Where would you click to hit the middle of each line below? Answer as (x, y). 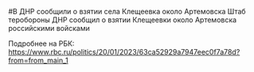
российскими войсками (49, 28)
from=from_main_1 (39, 60)
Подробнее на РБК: (41, 44)
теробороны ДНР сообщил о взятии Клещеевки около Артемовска (123, 20)
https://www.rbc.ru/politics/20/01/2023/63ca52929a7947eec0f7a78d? (124, 52)
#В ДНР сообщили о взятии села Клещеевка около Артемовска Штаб (127, 11)
